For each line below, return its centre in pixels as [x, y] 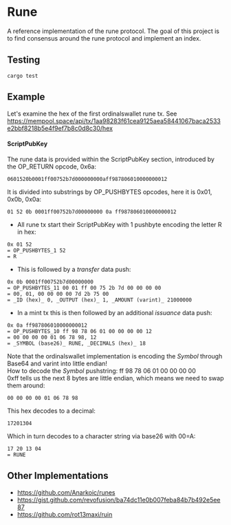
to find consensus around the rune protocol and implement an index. [104, 38]
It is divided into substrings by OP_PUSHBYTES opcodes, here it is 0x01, [110, 192]
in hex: [26, 232]
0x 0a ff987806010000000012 [47, 325]
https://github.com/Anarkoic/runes [66, 492]
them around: [26, 385]
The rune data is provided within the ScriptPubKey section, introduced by [111, 159]
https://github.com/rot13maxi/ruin [65, 514]
